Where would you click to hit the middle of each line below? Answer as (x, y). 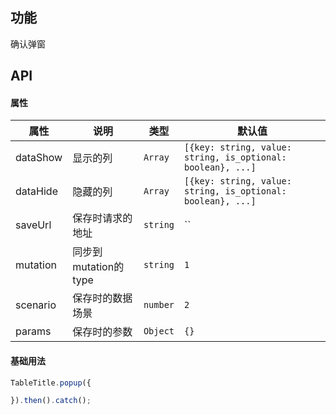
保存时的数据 (102, 298)
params (33, 331)
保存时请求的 (102, 218)
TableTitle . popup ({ (51, 383)
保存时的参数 (102, 332)
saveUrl (33, 225)
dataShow (39, 158)
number (159, 305)
